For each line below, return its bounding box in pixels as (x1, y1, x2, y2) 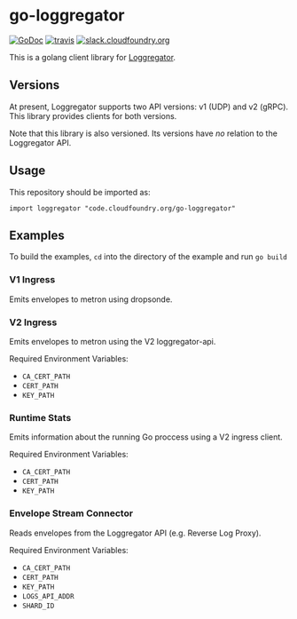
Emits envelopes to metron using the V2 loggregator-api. (9, 336, 216, 346)
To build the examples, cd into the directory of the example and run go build (9, 251, 288, 262)
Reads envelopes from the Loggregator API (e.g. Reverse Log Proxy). (9, 528, 262, 538)
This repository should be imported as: (9, 186, 151, 197)
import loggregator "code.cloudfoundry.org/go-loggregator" (9, 203, 237, 213)
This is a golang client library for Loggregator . (9, 52, 176, 62)
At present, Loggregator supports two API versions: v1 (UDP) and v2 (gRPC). (9, 101, 289, 112)
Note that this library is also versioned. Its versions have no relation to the (9, 128, 277, 139)
